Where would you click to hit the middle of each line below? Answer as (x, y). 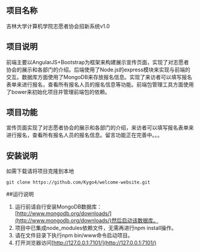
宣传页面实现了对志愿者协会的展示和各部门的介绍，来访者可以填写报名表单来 (100, 128)
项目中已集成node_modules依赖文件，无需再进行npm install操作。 (96, 228)
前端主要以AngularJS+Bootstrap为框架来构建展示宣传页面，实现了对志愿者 (98, 62)
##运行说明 (20, 194)
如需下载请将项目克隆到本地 (40, 171)
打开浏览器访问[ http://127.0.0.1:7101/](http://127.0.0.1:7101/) (85, 243)
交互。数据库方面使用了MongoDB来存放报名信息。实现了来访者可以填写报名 (99, 77)
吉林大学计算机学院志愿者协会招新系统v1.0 (58, 26)
